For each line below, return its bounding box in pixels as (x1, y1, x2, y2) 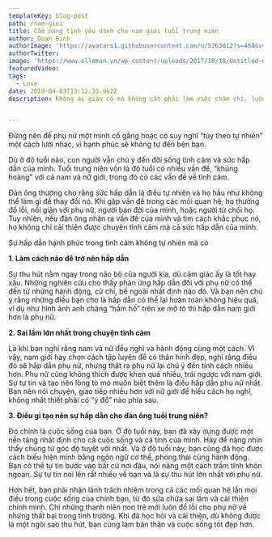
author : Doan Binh (8, 34, 70, 43)
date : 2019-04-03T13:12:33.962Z (8, 87, 117, 95)
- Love (15, 79, 38, 87)
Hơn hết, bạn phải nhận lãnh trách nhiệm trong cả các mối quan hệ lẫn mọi (8, 485, 257, 495)
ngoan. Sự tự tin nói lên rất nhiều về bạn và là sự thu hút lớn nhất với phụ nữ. (8, 470, 263, 480)
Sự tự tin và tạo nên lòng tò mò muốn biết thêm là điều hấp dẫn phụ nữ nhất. (8, 378, 263, 388)
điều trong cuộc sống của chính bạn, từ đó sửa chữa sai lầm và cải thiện (8, 494, 249, 504)
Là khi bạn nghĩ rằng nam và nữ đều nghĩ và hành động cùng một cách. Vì (8, 344, 255, 353)
